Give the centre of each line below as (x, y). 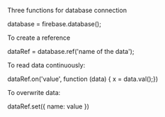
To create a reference (39, 38)
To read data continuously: (46, 65)
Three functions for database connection (67, 10)
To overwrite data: (34, 93)
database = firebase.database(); (54, 24)
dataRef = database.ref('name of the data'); (71, 51)
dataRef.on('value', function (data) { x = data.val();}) (83, 79)
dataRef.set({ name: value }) (49, 106)
